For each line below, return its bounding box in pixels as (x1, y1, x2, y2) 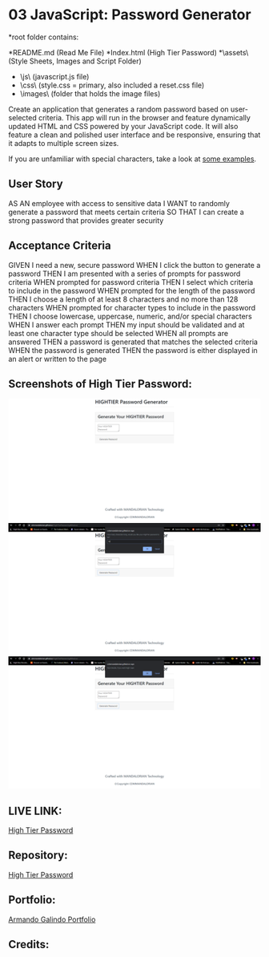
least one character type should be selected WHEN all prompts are (8, 328, 229, 338)
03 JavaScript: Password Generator (8, 6, 251, 24)
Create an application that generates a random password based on (8, 104, 230, 114)
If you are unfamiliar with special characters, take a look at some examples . (8, 154, 257, 164)
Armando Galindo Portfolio (8, 914, 96, 924)
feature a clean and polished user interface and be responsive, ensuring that (8, 130, 261, 140)
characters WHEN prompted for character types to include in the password (8, 302, 256, 312)
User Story (8, 177, 63, 191)
